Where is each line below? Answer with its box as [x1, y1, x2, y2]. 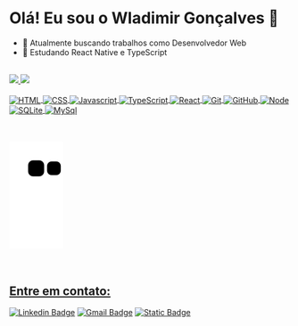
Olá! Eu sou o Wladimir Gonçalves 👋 [9, 8, 279, 29]
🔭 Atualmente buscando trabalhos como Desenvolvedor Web [21, 37, 247, 48]
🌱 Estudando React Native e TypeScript [21, 46, 168, 57]
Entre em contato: [9, 283, 112, 298]
